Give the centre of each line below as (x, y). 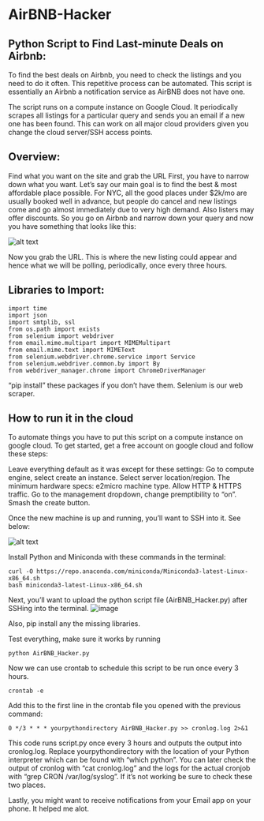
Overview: (34, 157)
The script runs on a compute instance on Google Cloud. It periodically (123, 107)
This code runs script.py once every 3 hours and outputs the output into (125, 743)
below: (19, 527)
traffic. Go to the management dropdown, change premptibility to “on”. (123, 494)
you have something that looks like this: (72, 226)
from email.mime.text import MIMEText (72, 350)
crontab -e (26, 691)
